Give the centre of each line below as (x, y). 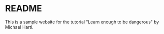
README (24, 8)
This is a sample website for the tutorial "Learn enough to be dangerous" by (82, 22)
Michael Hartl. (19, 27)
